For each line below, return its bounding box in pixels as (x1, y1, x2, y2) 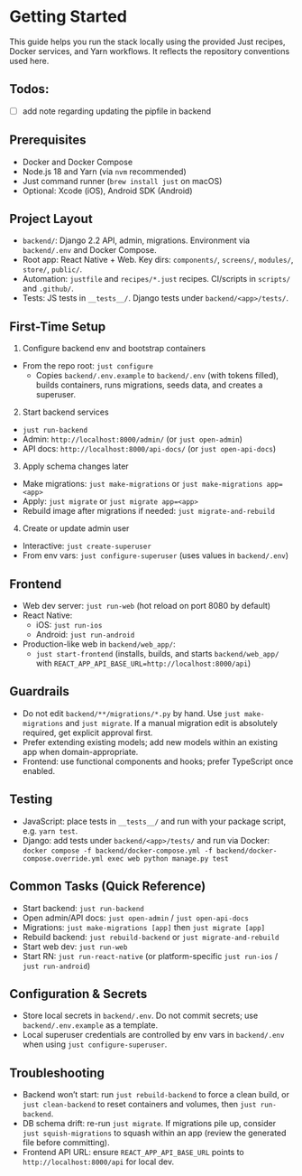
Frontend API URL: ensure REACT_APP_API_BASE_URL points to (22, 1147, 245, 1158)
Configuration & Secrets (9, 986, 148, 1002)
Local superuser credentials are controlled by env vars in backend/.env (22, 1030, 285, 1041)
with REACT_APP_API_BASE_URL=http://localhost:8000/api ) (35, 658, 251, 669)
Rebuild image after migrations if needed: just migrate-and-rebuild (22, 506, 276, 517)
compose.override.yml (22, 854, 104, 863)
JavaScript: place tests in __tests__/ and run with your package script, (22, 816, 287, 826)
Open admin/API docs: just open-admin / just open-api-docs (22, 912, 250, 923)
